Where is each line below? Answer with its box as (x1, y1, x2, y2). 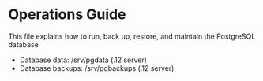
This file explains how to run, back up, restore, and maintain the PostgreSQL (8, 31, 256, 41)
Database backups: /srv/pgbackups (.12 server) (19, 63, 175, 72)
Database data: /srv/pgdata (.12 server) (19, 55, 148, 64)
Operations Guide (8, 6, 126, 24)
